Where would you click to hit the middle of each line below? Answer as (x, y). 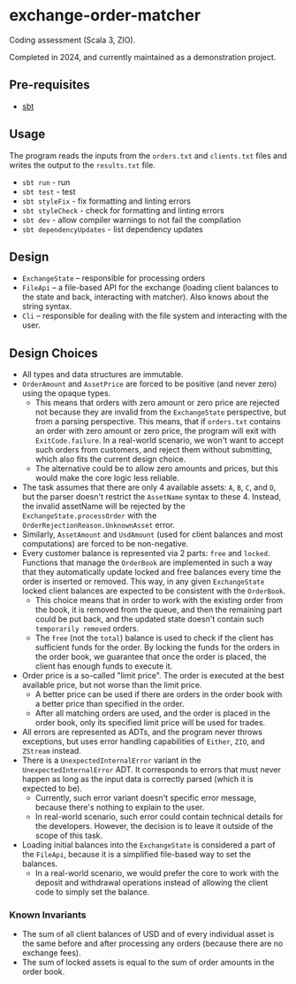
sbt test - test (49, 191)
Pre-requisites (49, 85)
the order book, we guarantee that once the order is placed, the (151, 657)
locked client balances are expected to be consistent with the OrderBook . (154, 591)
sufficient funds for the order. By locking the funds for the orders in (157, 647)
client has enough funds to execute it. (104, 666)
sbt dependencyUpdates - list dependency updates (112, 229)
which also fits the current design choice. (110, 459)
